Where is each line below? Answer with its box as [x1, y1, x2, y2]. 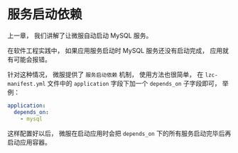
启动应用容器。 [7, 137, 51, 146]
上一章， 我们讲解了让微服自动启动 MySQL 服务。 [7, 31, 153, 40]
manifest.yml [7, 80, 46, 87]
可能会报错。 [13, 55, 51, 64]
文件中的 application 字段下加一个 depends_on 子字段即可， [47, 79, 221, 87]
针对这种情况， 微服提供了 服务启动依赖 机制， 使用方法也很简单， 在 [7, 70, 204, 79]
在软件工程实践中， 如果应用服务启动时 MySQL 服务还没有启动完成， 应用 [7, 46, 222, 55]
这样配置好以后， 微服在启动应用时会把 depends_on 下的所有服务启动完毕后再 [7, 129, 232, 137]
